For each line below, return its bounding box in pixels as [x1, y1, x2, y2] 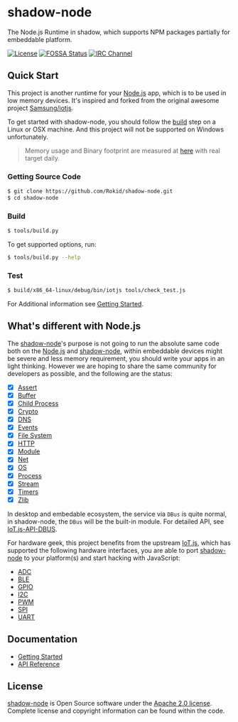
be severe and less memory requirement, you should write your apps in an [7, 354, 225, 362]
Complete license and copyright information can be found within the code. [7, 706, 225, 715]
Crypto [17, 407, 38, 416]
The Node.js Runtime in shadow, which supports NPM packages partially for [7, 28, 231, 36]
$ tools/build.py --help [7, 254, 81, 261]
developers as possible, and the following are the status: [7, 369, 173, 377]
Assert [17, 383, 38, 392]
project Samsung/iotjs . [7, 104, 74, 112]
